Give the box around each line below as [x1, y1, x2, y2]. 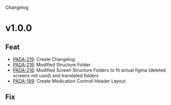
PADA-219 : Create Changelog [12, 56, 75, 62]
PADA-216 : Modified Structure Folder [12, 61, 91, 68]
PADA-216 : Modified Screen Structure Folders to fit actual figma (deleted [12, 67, 166, 73]
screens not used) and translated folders [12, 73, 99, 78]
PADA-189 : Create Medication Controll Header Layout [12, 78, 126, 84]
